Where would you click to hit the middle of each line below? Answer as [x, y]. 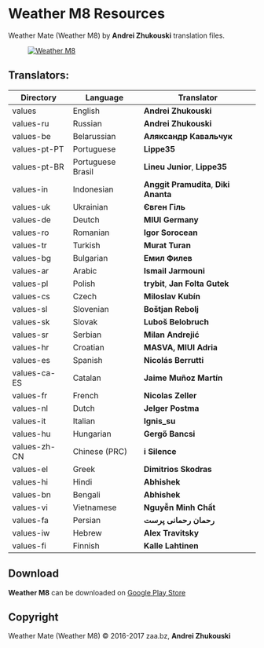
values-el [30, 469]
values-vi [30, 507]
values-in [30, 189]
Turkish [86, 245]
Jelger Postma [172, 408]
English [86, 111]
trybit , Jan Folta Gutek [187, 284]
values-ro [31, 232]
